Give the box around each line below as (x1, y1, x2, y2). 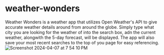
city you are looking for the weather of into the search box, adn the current (5, 29, 156, 35)
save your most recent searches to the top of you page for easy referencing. (5, 39, 159, 45)
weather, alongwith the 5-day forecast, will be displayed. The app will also (5, 35, 155, 40)
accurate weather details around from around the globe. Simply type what (5, 24, 154, 30)
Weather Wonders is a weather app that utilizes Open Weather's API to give (5, 19, 158, 25)
